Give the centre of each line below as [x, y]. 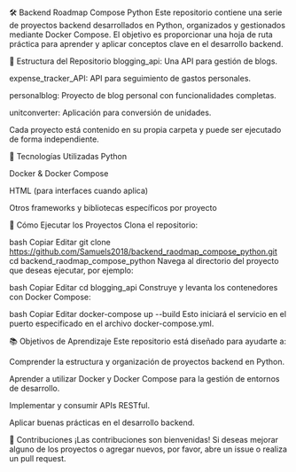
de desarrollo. [35, 388]
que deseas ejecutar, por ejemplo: [71, 270]
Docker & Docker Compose [59, 174]
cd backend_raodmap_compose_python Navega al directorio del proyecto [144, 261]
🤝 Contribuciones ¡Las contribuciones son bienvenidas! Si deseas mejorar [144, 440]
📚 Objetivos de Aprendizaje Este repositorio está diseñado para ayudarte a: [148, 341]
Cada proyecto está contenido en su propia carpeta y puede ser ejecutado [145, 130]
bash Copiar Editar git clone [60, 242]
